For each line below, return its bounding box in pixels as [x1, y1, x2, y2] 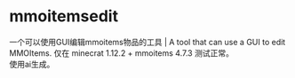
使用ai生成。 [9, 58, 55, 69]
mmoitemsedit [9, 6, 118, 27]
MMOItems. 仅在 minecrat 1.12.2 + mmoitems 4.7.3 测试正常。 [9, 47, 234, 58]
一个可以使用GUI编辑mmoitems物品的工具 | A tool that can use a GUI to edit [9, 36, 286, 47]
